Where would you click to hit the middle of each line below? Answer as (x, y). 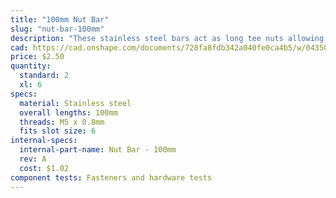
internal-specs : (44, 141)
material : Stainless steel (75, 103)
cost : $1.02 (44, 168)
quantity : (31, 66)
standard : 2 (44, 76)
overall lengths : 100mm (68, 112)
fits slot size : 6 (58, 131)
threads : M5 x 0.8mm (62, 122)
